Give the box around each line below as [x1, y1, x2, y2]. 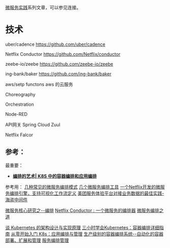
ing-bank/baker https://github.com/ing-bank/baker [5, 71, 112, 77]
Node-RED [5, 111, 28, 117]
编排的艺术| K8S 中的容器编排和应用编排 [12, 173, 97, 179]
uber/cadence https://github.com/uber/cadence [5, 41, 106, 47]
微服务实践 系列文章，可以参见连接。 [5, 5, 81, 10]
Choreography [5, 91, 36, 98]
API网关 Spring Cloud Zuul [5, 121, 60, 128]
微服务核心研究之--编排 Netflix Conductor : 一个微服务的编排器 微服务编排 [5, 207, 160, 213]
